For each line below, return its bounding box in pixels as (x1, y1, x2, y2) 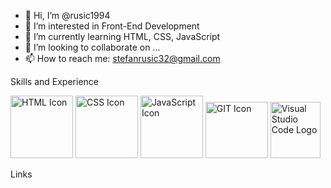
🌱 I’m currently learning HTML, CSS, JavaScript (24, 31, 221, 42)
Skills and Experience (10, 76, 99, 87)
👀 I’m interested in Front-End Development (24, 20, 200, 32)
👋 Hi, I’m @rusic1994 (24, 10, 111, 21)
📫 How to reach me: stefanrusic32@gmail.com (24, 53, 221, 64)
